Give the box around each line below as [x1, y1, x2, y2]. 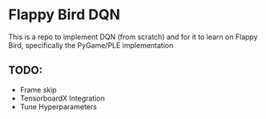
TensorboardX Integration [19, 93, 106, 103]
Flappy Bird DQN [8, 6, 120, 24]
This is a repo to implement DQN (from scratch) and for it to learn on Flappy [8, 32, 258, 42]
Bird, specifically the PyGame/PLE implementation [8, 40, 174, 50]
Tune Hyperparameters [19, 101, 98, 111]
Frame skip [19, 85, 58, 94]
